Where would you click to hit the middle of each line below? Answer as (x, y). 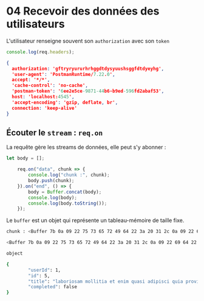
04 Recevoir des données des (83, 11)
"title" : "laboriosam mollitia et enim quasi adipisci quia (106, 281)
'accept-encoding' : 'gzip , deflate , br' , (65, 102)
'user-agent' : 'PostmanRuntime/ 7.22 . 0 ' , (63, 74)
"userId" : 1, (45, 270)
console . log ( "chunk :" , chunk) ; (69, 175)
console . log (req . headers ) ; (40, 52)
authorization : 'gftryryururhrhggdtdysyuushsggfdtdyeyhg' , (88, 69)
